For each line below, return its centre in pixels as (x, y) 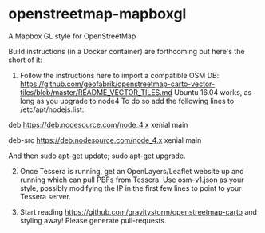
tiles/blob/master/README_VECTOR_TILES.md (96, 92)
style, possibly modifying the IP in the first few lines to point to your (131, 188)
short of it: (25, 60)
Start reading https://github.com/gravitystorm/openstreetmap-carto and (138, 211)
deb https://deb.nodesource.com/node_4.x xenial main (98, 124)
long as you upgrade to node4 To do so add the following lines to (127, 101)
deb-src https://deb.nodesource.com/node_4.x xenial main (105, 140)
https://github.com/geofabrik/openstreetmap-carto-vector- (117, 84)
